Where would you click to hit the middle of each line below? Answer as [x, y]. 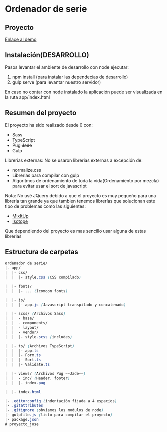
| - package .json [22, 420]
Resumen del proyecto [41, 113]
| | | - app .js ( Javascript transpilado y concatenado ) [66, 305]
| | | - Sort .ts [23, 360]
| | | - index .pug [25, 383]
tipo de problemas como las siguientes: [46, 206]
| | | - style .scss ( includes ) [39, 337]
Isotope [20, 221]
